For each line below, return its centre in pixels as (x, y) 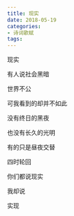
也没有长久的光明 (31, 133)
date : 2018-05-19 (32, 20)
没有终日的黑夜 (28, 118)
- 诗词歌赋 (21, 33)
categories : (24, 26)
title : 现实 (23, 13)
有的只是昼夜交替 (31, 147)
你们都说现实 (25, 177)
